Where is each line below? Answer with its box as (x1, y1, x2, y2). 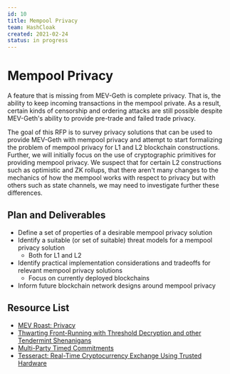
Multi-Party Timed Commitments (17, 343, 114, 352)
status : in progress (7, 37, 69, 44)
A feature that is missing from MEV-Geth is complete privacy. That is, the (7, 91, 221, 100)
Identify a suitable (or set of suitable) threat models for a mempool (17, 236, 212, 244)
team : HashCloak (7, 24, 56, 31)
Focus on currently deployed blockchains (28, 273, 150, 282)
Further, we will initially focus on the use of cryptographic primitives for (7, 151, 216, 159)
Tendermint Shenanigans (17, 336, 92, 345)
